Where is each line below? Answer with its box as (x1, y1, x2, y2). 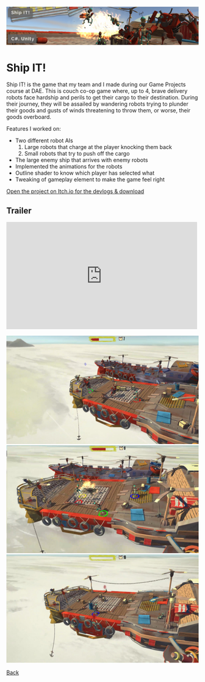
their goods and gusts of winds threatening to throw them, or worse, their (6, 107, 191, 114)
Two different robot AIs (15, 137, 73, 144)
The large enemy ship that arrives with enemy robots (15, 156, 148, 164)
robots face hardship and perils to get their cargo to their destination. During (6, 94, 198, 101)
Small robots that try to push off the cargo (24, 150, 130, 158)
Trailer (6, 205, 32, 216)
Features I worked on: (6, 125, 61, 132)
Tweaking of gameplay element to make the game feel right (15, 176, 165, 183)
